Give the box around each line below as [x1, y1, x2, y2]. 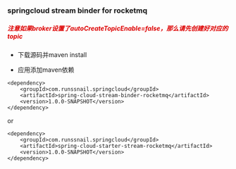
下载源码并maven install [17, 50, 87, 58]
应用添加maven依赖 [17, 65, 75, 74]
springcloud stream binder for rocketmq [7, 6, 148, 15]
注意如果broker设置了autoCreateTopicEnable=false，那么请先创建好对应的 [7, 24, 229, 32]
